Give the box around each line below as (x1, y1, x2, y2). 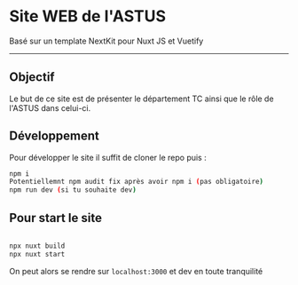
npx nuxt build (9, 241, 66, 250)
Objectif (9, 69, 55, 85)
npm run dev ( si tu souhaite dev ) (9, 186, 137, 194)
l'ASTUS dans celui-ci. (9, 102, 91, 113)
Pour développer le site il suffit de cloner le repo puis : (9, 152, 207, 162)
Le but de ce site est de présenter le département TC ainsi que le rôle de (9, 93, 274, 104)
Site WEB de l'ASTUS (9, 6, 167, 27)
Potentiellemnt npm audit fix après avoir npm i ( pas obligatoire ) (9, 178, 264, 186)
